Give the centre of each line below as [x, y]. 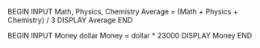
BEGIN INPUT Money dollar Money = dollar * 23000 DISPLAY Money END [130, 36]
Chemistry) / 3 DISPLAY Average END [70, 20]
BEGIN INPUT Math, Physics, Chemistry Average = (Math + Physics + [123, 12]
